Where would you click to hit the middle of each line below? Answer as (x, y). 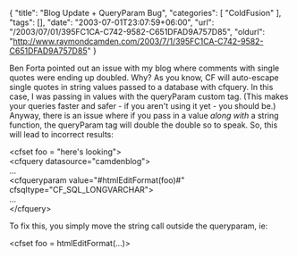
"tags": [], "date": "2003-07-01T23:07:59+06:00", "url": (112, 22)
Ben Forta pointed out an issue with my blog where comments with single (144, 68)
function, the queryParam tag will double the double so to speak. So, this (144, 125)
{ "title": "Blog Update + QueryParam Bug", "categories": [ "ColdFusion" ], (145, 13)
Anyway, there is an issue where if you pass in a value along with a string (144, 116)
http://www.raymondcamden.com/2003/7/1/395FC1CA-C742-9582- (138, 41)
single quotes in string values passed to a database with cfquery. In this (141, 87)
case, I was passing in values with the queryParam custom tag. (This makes (149, 96)
